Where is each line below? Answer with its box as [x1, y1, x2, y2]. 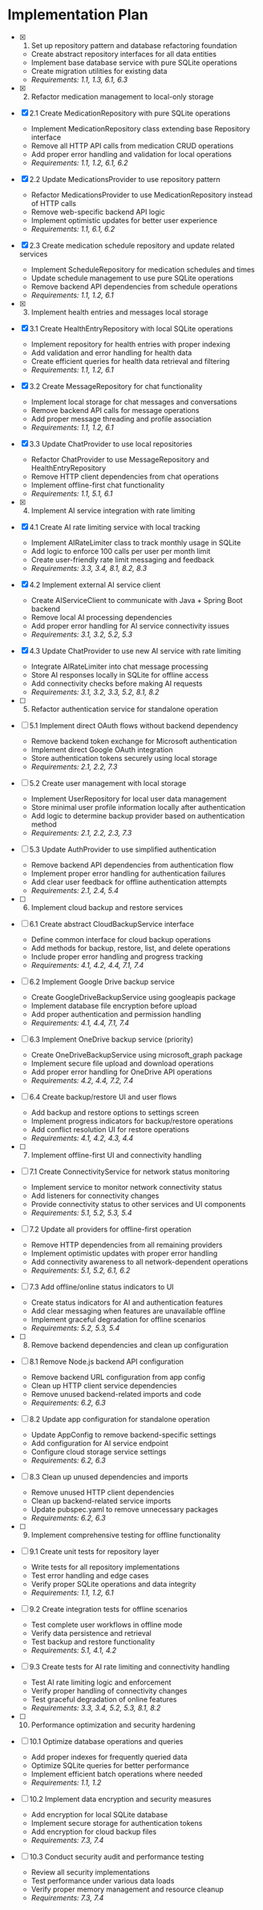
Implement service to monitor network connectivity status [30, 1182, 222, 1192]
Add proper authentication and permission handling [30, 1009, 202, 1019]
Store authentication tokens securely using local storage [30, 753, 217, 763]
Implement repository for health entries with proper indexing [30, 339, 231, 349]
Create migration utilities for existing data [30, 66, 168, 75]
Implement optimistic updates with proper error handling [30, 1248, 218, 1258]
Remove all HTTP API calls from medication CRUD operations [30, 140, 234, 150]
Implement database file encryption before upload [30, 1001, 197, 1010]
